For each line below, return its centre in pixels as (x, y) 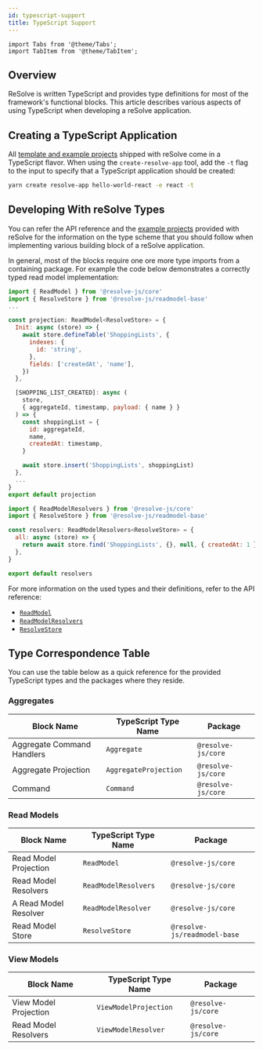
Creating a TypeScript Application (93, 135)
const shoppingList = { (61, 422)
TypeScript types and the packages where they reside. (97, 680)
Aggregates (31, 701)
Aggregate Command (52, 744)
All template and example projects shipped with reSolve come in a (114, 155)
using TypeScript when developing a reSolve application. (100, 111)
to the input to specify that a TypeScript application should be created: (122, 171)
